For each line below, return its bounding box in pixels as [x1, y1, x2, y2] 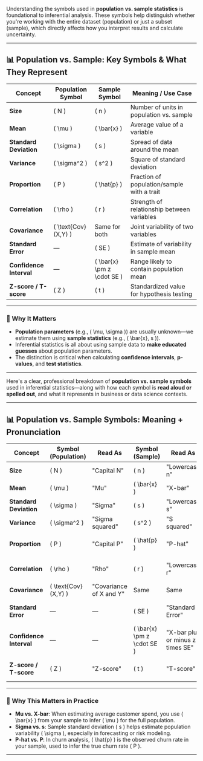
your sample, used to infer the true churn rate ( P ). [14, 742, 142, 750]
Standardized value [130, 282, 185, 290]
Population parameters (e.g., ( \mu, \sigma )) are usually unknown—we [14, 328, 194, 335]
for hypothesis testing [130, 290, 193, 298]
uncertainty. [6, 31, 36, 38]
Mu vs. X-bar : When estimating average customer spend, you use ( [14, 710, 184, 717]
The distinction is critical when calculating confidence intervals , [14, 354, 176, 361]
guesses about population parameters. [14, 347, 113, 354]
